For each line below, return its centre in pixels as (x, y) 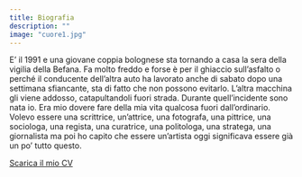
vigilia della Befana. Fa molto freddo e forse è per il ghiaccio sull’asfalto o (145, 69)
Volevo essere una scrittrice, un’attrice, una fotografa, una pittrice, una (141, 117)
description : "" (40, 26)
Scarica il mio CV (41, 164)
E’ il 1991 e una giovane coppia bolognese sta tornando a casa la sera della (148, 60)
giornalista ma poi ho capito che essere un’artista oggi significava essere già (151, 137)
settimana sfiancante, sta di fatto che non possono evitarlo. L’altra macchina (151, 88)
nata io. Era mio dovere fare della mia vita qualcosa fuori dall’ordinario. (140, 108)
